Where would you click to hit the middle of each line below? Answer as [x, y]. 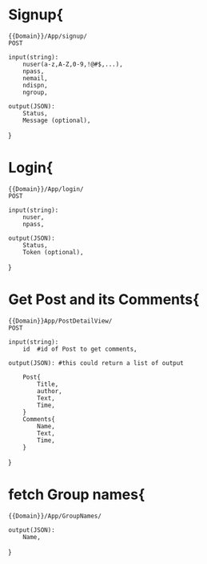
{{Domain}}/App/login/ [46, 189]
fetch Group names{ [77, 494]
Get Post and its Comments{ [104, 300]
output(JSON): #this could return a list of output [96, 363]
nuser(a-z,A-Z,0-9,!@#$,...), [73, 64]
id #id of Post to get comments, [80, 349]
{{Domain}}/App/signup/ [48, 36]
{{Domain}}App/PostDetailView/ [60, 321]
